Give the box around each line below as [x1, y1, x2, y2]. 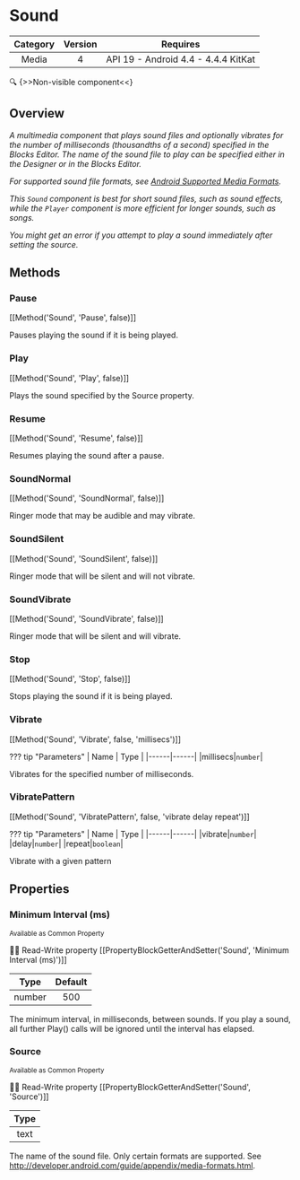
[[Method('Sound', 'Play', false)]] [9, 372, 130, 383]
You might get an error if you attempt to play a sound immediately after [9, 230, 273, 240]
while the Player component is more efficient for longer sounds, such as [9, 203, 276, 214]
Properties [9, 881, 70, 897]
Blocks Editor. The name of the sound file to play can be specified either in [9, 149, 285, 160]
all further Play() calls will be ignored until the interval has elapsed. [9, 1023, 255, 1034]
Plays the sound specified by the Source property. [9, 389, 194, 400]
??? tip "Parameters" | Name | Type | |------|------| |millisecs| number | [9, 751, 263, 762]
